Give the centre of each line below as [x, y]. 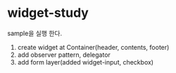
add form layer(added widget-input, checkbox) [85, 62]
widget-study [48, 13]
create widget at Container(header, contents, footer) [93, 47]
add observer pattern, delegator [64, 55]
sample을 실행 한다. [34, 33]
